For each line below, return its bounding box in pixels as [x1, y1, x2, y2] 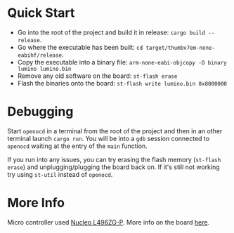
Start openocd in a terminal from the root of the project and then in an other [7, 126, 223, 135]
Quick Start [7, 5, 75, 21]
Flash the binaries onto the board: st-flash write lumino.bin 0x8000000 [17, 79, 227, 87]
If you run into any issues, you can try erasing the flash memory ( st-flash [7, 155, 221, 164]
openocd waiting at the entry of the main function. [7, 142, 148, 150]
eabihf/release [17, 51, 63, 59]
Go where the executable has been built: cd [17, 43, 143, 51]
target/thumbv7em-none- [145, 44, 216, 51]
